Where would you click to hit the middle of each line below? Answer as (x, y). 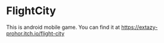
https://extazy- (140, 27)
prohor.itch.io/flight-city (35, 33)
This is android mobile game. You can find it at (63, 27)
